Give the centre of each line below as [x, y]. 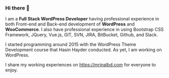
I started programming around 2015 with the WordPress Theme [71, 44]
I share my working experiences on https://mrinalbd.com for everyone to [81, 65]
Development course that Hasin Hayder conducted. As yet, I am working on [84, 50]
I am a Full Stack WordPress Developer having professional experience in [82, 19]
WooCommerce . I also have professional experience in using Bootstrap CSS [84, 29]
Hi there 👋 [18, 8]
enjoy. [12, 70]
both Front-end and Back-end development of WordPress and [70, 24]
